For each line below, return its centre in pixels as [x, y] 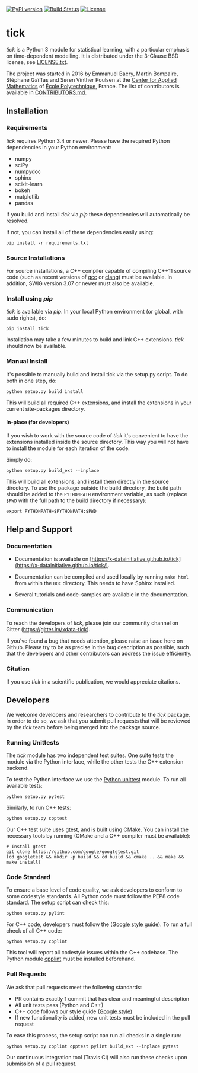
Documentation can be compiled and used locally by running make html [102, 577]
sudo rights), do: [26, 318]
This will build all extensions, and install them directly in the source [87, 481]
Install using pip [30, 298]
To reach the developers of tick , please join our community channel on [92, 623]
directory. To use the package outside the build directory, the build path [94, 488]
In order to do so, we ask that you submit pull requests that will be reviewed [98, 721]
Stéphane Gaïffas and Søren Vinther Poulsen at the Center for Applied [91, 79]
